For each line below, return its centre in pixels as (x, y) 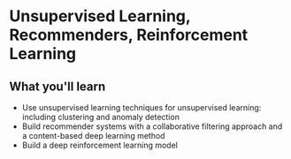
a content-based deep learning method (93, 136)
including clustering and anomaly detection (100, 117)
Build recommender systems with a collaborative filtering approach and (152, 126)
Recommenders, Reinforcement (129, 35)
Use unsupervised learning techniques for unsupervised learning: (142, 107)
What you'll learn (57, 86)
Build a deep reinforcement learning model (100, 145)
